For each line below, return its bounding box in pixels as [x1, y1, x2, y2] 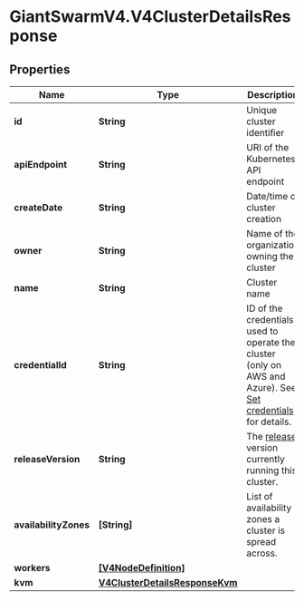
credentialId [14, 359, 68, 371]
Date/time [246, 190, 289, 202]
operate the [246, 336, 296, 348]
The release [246, 431, 297, 442]
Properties [9, 62, 71, 77]
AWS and [246, 370, 286, 383]
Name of [246, 228, 283, 239]
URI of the [246, 141, 290, 153]
